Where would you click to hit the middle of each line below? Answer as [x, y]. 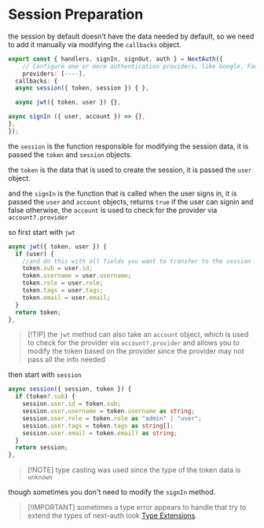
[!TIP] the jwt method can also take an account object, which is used [138, 335]
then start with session [45, 375]
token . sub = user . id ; [57, 269]
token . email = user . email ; [66, 297]
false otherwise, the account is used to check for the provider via [113, 210]
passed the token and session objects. [70, 154]
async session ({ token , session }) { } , [82, 88]
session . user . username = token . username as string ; [108, 411]
